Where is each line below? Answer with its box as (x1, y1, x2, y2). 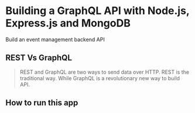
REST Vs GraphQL (5, 53, 73, 63)
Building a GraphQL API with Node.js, (5, 4, 190, 18)
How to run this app (5, 98, 78, 108)
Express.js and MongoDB (5, 16, 131, 30)
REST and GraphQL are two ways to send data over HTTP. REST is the (19, 69, 190, 76)
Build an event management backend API (5, 36, 105, 43)
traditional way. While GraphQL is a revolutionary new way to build (19, 74, 180, 81)
